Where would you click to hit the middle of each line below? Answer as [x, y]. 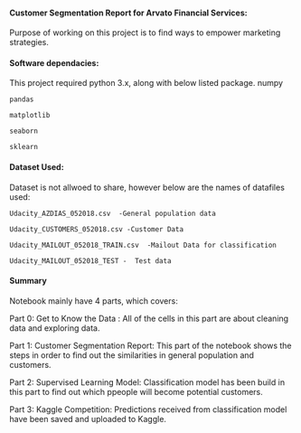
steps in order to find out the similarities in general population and [132, 355]
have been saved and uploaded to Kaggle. [88, 419]
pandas [22, 99]
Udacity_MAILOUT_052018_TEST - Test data [90, 261]
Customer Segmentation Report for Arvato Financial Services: [128, 13]
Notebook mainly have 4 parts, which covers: [94, 301]
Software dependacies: [54, 62]
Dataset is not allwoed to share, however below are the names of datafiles [147, 187]
